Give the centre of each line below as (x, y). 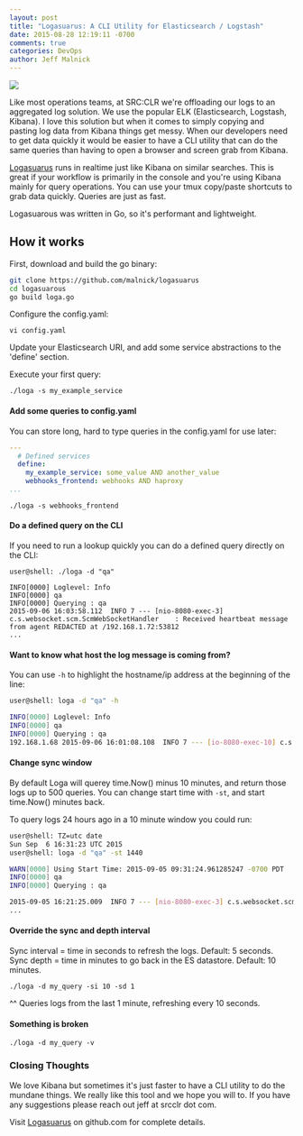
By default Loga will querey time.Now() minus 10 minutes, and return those (148, 783)
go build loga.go (42, 297)
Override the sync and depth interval (80, 930)
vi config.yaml (38, 331)
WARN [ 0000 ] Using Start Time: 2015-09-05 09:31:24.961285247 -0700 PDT (147, 869)
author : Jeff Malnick (50, 60)
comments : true (38, 43)
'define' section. (39, 357)
